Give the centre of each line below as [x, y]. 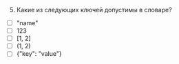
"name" [27, 23]
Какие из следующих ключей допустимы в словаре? [94, 10]
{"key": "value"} [39, 54]
